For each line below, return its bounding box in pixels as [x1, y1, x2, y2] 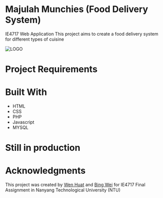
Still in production [5, 142, 81, 154]
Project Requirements [5, 64, 98, 75]
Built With [5, 86, 47, 98]
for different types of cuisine [5, 36, 64, 42]
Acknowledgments [5, 165, 86, 176]
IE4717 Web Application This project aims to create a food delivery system [5, 31, 159, 37]
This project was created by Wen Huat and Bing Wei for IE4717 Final [5, 182, 145, 188]
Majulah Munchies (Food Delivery [5, 4, 148, 15]
